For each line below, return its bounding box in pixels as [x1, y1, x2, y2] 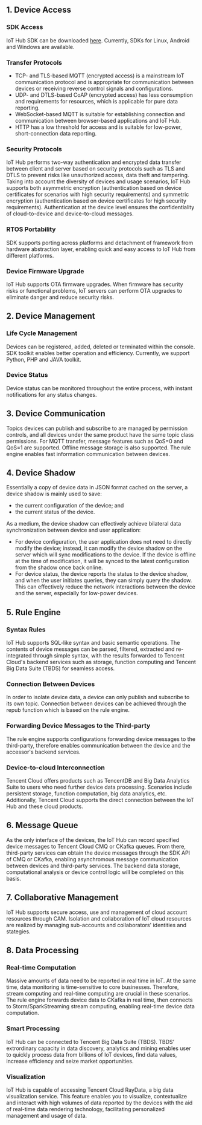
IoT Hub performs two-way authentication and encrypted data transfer [6, 158, 181, 166]
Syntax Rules [6, 625, 46, 634]
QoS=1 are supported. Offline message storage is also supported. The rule [6, 444, 191, 451]
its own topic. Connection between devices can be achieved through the [6, 700, 187, 707]
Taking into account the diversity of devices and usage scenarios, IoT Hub [6, 178, 191, 185]
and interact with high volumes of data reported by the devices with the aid [6, 1099, 193, 1106]
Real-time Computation [6, 964, 77, 971]
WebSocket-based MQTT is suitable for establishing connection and [14, 110, 185, 117]
